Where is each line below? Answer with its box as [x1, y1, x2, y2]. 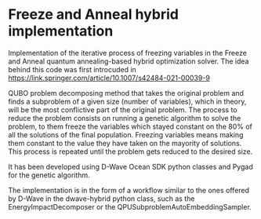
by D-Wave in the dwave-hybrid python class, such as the [8, 194, 195, 203]
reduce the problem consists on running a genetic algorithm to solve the [8, 113, 241, 122]
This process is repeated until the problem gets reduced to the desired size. [8, 147, 253, 156]
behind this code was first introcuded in [8, 64, 137, 74]
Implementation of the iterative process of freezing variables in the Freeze [8, 48, 247, 57]
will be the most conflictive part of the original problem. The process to [8, 104, 237, 115]
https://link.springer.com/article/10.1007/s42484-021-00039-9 [8, 73, 210, 82]
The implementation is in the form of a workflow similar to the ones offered [8, 185, 249, 195]
